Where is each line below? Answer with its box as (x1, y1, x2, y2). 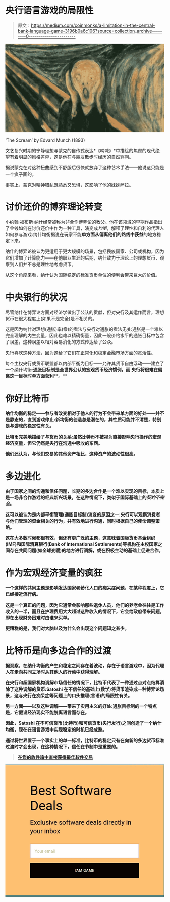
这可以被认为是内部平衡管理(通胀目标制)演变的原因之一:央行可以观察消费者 (5, 511, 160, 518)
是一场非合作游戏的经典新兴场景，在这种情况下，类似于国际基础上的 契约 (5, 494, 155, 501)
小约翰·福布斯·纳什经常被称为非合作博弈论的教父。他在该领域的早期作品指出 (5, 219, 163, 225)
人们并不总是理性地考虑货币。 (14, 261, 76, 267)
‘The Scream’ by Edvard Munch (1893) (5, 137, 85, 143)
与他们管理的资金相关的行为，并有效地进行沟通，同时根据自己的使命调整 (5, 518, 155, 524)
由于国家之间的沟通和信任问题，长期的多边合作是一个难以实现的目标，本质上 (5, 488, 164, 494)
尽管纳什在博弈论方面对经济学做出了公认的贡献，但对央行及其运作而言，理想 (5, 309, 164, 315)
